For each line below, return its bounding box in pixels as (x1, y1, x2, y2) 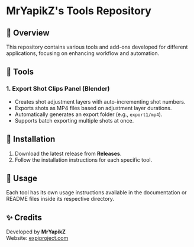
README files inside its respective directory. (6, 195, 114, 203)
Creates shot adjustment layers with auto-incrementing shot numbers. (14, 98, 186, 105)
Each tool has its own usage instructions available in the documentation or (6, 189, 187, 196)
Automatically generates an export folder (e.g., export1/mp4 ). (14, 111, 163, 118)
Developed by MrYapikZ (6, 228, 66, 235)
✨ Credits (6, 212, 43, 223)
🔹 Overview (6, 28, 50, 38)
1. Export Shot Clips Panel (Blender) (6, 85, 110, 93)
